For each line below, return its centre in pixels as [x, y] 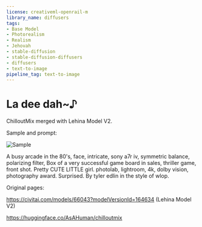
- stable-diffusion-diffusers [45, 57]
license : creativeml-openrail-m [47, 12]
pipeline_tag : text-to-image [43, 74]
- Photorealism [25, 35]
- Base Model [23, 29]
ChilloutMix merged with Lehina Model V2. [59, 121]
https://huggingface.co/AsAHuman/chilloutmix [64, 218]
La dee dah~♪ [42, 104]
